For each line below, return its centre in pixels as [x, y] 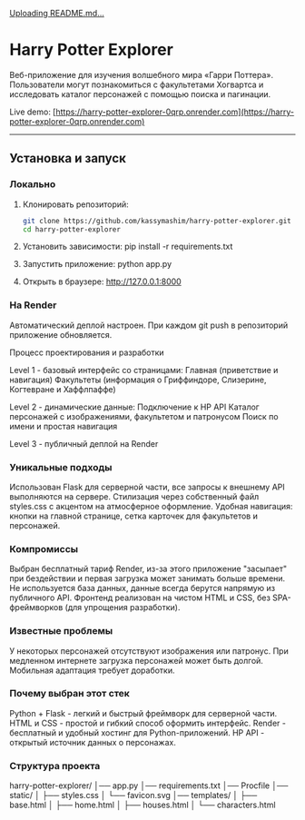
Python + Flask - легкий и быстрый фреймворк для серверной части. [143, 713]
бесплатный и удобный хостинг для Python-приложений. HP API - [137, 732]
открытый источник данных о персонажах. [93, 742]
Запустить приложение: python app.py [97, 264]
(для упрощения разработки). [123, 608]
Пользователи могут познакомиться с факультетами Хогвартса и [137, 84]
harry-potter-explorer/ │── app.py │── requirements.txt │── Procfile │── [149, 785]
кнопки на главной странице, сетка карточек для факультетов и [134, 516]
